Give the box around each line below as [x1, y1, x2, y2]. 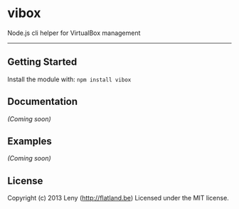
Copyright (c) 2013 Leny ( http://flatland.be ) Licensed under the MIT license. [7, 194, 229, 203]
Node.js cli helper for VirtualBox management [7, 29, 141, 37]
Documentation [7, 96, 78, 108]
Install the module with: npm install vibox [7, 75, 132, 83]
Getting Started [7, 56, 78, 68]
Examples [7, 135, 52, 147]
